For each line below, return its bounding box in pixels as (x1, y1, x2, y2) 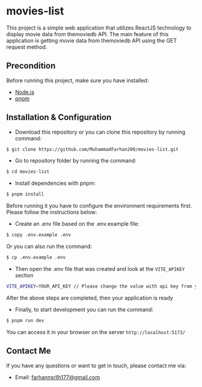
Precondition (6, 61, 56, 71)
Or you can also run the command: (6, 243, 92, 250)
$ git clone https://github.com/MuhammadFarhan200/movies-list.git (6, 146, 179, 152)
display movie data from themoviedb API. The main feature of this (6, 30, 169, 37)
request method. (6, 43, 47, 51)
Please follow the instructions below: (6, 209, 97, 216)
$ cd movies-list (6, 169, 50, 175)
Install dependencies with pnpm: (14, 179, 96, 187)
